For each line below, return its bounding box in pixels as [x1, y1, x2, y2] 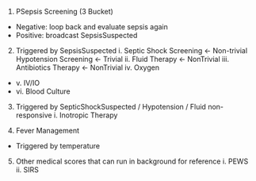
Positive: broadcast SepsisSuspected [15, 31, 138, 40]
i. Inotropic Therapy [54, 110, 118, 120]
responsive [15, 110, 53, 120]
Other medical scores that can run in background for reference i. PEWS [15, 156, 249, 166]
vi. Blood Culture [15, 87, 71, 96]
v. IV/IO [15, 79, 40, 87]
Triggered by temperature [15, 141, 101, 150]
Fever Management [15, 126, 80, 135]
